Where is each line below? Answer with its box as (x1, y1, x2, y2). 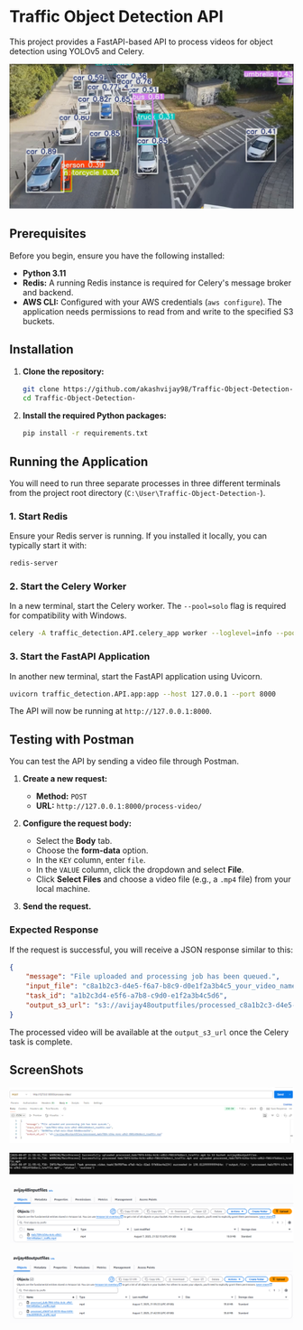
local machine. (35, 884, 90, 894)
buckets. (22, 315, 56, 326)
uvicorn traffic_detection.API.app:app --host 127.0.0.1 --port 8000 (9, 689, 277, 698)
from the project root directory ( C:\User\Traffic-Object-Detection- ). (9, 487, 266, 498)
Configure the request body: (22, 818, 133, 829)
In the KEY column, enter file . (35, 855, 146, 866)
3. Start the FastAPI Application (9, 651, 151, 663)
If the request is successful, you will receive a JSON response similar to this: (9, 944, 293, 955)
